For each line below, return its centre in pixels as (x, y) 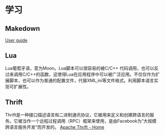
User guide (16, 40)
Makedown (23, 28)
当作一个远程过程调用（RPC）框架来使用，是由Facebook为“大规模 (89, 121)
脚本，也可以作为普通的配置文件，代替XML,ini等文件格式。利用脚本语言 (82, 80)
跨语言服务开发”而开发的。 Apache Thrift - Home (55, 127)
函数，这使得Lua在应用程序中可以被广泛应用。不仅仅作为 (98, 74)
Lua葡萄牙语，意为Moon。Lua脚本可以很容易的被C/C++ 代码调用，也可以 (80, 68)
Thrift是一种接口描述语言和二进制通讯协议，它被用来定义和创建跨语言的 (78, 115)
